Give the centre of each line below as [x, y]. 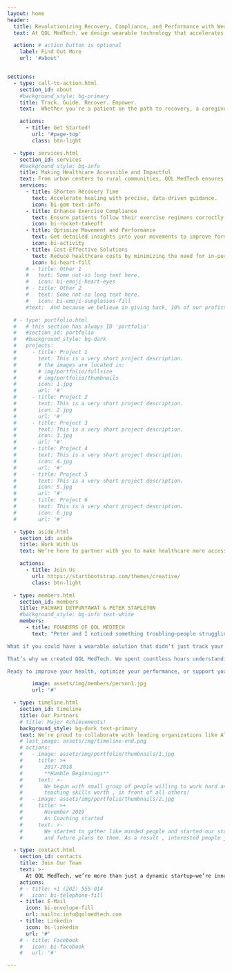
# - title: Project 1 [51, 352]
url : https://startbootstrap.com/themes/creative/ [106, 576]
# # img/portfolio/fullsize [63, 371]
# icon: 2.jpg [43, 410]
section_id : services [50, 160]
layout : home [26, 13]
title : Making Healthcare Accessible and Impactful [95, 173]
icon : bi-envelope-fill [60, 908]
